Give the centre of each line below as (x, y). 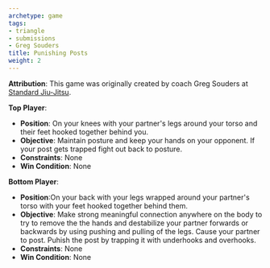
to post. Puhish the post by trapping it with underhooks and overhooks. (138, 240)
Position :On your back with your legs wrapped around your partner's (135, 197)
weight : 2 (25, 61)
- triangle (27, 31)
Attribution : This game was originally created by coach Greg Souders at (128, 83)
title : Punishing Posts (48, 53)
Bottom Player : (33, 181)
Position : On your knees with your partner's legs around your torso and (139, 123)
